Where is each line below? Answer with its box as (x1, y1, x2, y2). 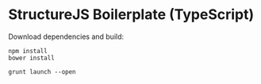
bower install (8, 54, 56, 62)
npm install (8, 47, 48, 55)
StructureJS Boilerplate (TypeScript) (8, 6, 255, 24)
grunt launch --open (8, 67, 77, 76)
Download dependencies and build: (8, 32, 125, 41)
